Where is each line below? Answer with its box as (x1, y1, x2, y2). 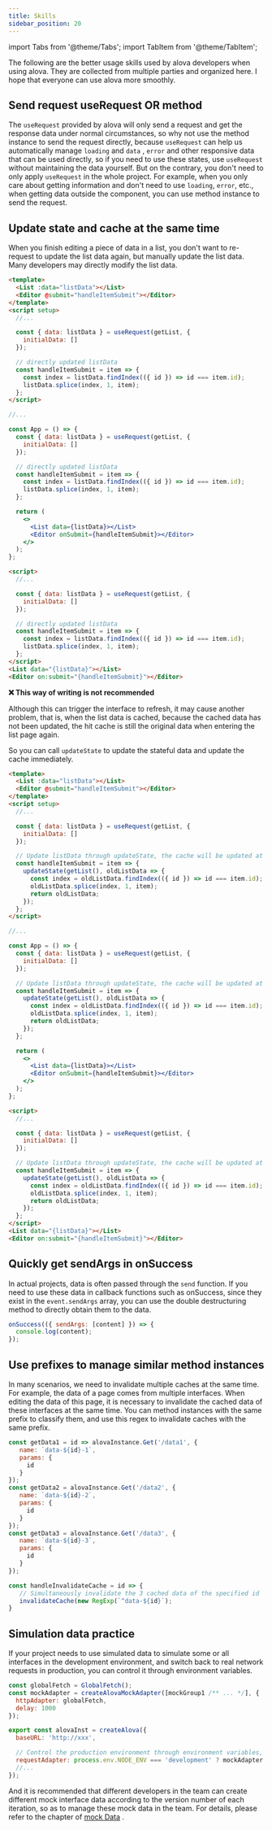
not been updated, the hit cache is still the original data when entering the (8, 721, 256, 730)
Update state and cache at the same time (8, 221, 220, 235)
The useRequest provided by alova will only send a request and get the (8, 120, 243, 130)
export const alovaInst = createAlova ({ (8, 1726, 148, 1735)
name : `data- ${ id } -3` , (19, 1536, 96, 1545)
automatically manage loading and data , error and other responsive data (8, 146, 255, 155)
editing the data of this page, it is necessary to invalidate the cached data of (8, 1396, 263, 1406)
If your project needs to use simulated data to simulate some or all (8, 1649, 230, 1658)
